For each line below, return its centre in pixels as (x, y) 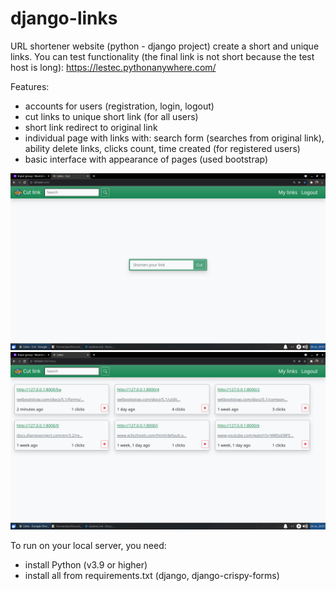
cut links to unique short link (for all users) (111, 116)
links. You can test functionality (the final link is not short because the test (162, 56)
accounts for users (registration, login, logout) (119, 106)
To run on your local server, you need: (88, 545)
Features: (30, 86)
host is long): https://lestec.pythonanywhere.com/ (113, 67)
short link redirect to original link (91, 127)
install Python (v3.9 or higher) (86, 564)
